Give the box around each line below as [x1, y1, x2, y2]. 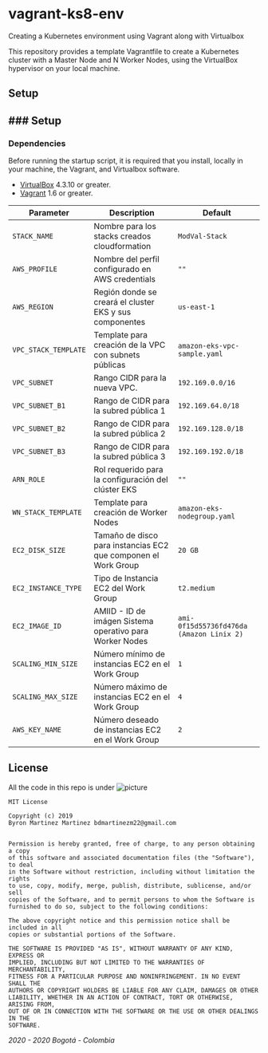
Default [202, 207, 231, 219]
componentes [93, 317, 146, 328]
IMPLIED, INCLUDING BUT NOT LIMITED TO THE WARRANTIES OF [8, 958, 205, 966]
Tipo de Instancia [93, 573, 159, 584]
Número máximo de [93, 681, 167, 692]
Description [108, 207, 155, 219]
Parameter [29, 207, 70, 219]
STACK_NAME [12, 232, 53, 241]
